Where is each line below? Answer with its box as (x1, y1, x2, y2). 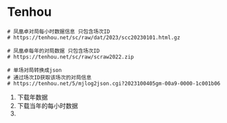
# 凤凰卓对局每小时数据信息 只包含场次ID (7, 28, 110, 35)
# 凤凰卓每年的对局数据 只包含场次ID (7, 47, 100, 54)
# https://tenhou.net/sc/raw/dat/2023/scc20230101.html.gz (7, 34, 181, 41)
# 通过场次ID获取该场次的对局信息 (7, 74, 92, 81)
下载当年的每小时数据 (17, 101, 78, 110)
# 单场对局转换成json (7, 67, 62, 74)
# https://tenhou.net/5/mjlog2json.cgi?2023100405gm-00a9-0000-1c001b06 (7, 80, 221, 87)
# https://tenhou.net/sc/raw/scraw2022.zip (7, 53, 135, 60)
